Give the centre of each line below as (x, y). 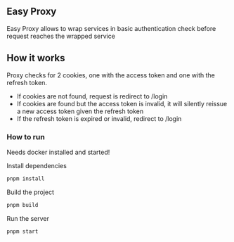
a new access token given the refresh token (80, 111)
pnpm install (26, 179)
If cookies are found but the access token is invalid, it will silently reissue (122, 103)
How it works (36, 58)
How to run (26, 136)
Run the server (28, 218)
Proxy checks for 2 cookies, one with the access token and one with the (111, 75)
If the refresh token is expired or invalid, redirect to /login (99, 118)
